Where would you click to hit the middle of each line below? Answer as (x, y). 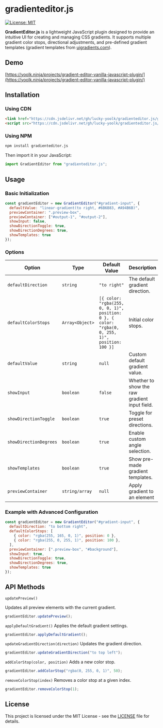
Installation (22, 95)
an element (141, 498)
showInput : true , (27, 554)
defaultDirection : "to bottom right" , (49, 527)
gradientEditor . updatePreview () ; (39, 616)
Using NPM (19, 136)
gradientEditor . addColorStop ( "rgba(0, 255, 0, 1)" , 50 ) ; (64, 671)
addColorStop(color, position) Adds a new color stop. (60, 662)
